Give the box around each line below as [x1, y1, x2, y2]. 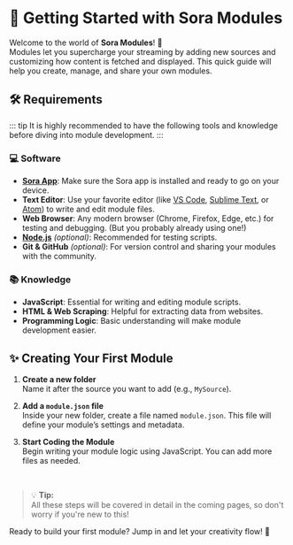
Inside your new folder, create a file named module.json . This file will [21, 411, 272, 421]
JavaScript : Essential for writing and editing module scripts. [21, 296, 242, 308]
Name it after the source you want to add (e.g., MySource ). [21, 384, 232, 395]
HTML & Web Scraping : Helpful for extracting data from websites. [21, 306, 264, 317]
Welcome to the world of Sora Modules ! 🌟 [9, 37, 163, 48]
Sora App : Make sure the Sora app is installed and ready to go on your [21, 176, 280, 187]
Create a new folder [21, 374, 96, 385]
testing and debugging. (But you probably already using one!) [21, 223, 247, 234]
